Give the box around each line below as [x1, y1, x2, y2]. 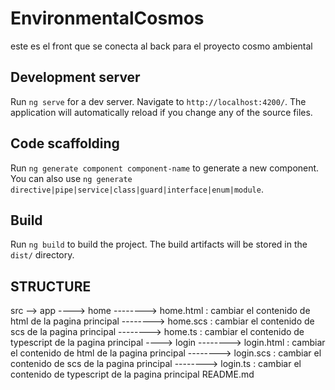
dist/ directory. [10, 249, 75, 261]
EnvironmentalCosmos [10, 7, 205, 30]
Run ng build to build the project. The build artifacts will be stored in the [10, 238, 308, 251]
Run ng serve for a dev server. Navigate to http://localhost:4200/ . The [10, 95, 307, 107]
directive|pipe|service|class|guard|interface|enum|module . [10, 183, 264, 195]
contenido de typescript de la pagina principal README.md [10, 368, 255, 381]
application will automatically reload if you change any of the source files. [10, 106, 313, 118]
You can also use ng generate [10, 172, 133, 184]
